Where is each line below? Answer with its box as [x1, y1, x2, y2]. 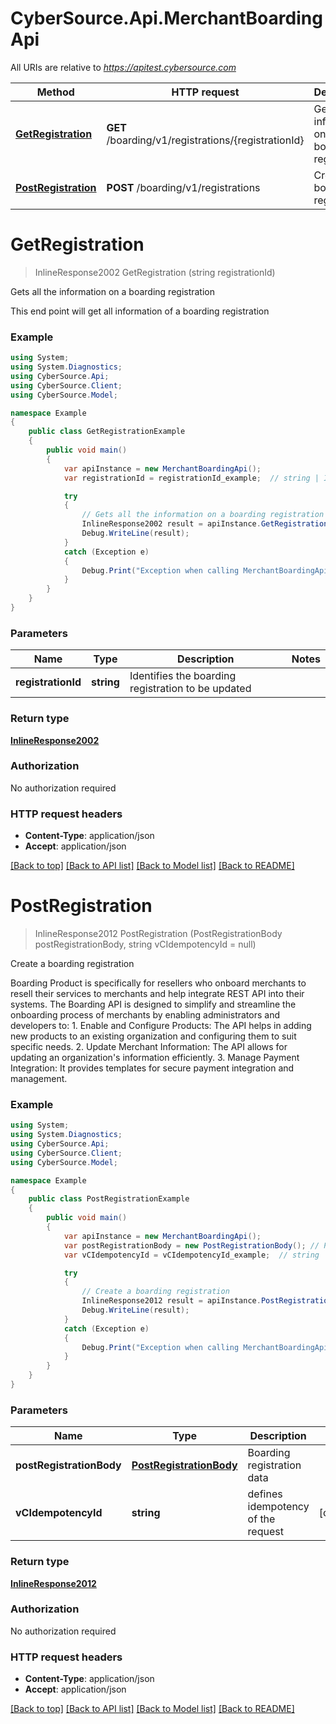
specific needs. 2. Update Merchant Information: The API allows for [10, 1041, 288, 1053]
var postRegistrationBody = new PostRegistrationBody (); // [63, 1240, 320, 1251]
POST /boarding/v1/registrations [106, 180, 261, 194]
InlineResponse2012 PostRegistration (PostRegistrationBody [34, 928, 283, 940]
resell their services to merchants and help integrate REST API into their [10, 988, 305, 1000]
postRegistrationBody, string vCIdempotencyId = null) [34, 938, 257, 951]
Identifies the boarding [129, 669, 237, 683]
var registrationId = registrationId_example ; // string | [63, 473, 320, 483]
